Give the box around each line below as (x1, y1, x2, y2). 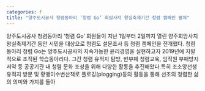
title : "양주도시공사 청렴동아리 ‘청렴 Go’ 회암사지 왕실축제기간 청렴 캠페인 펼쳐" (6, 15, 190, 21)
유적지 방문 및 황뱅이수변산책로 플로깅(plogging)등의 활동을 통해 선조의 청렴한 (6, 70, 193, 78)
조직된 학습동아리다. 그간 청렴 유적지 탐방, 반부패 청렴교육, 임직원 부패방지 (22, 55, 199, 62)
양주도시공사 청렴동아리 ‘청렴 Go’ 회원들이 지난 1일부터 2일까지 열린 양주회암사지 (6, 32, 198, 40)
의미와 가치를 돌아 (12, 78, 56, 86)
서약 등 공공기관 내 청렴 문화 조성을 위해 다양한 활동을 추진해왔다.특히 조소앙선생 (6, 62, 198, 70)
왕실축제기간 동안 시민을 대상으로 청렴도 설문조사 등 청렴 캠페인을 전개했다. (6, 40, 185, 47)
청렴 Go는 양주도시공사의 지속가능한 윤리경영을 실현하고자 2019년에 (22, 47, 185, 55)
